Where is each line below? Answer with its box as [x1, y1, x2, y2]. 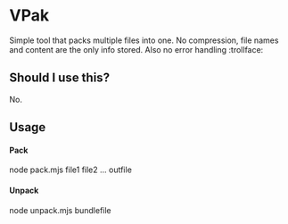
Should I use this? [9, 71, 110, 86]
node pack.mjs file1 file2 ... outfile [9, 164, 132, 175]
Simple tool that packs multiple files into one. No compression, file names [9, 35, 279, 46]
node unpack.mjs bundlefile [9, 204, 111, 215]
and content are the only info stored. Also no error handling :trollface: [9, 44, 264, 54]
